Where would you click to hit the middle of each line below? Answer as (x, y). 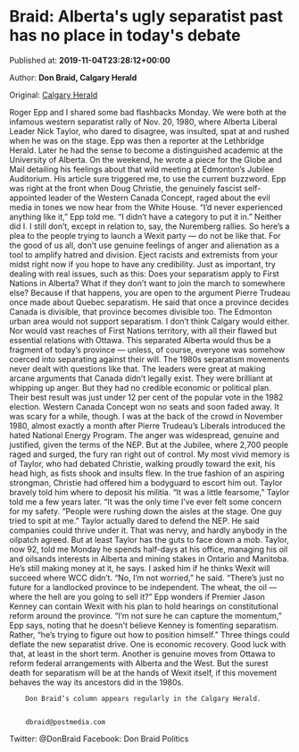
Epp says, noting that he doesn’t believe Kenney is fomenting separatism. (144, 625)
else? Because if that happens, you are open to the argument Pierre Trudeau (150, 292)
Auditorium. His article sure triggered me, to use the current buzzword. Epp (148, 178)
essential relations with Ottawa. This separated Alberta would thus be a (140, 340)
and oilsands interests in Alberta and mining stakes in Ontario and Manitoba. (149, 558)
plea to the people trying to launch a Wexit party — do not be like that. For (145, 235)
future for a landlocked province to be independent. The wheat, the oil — (143, 587)
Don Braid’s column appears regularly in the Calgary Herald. (143, 698)
